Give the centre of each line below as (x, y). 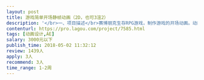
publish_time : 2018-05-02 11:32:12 (51, 46)
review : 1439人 (25, 51)
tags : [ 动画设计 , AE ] (30, 34)
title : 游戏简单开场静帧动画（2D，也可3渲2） (58, 17)
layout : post (23, 12)
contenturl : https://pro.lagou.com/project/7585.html (76, 29)
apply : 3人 (20, 57)
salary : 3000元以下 (29, 40)
